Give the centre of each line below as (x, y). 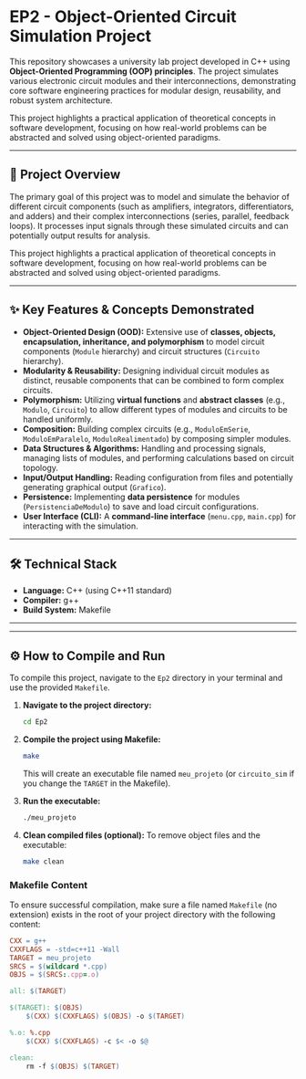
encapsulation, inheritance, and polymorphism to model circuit (143, 341)
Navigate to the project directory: (87, 706)
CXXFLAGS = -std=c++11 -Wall (65, 949)
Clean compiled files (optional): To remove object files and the (142, 835)
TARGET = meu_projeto (51, 958)
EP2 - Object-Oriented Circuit (123, 17)
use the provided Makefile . (60, 687)
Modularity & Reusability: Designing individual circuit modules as (146, 371)
